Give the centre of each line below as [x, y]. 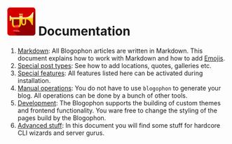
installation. [34, 80]
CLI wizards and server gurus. [61, 133]
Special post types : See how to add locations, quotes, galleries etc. [114, 65]
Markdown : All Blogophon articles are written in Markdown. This [110, 51]
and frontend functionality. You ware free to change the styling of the [117, 110]
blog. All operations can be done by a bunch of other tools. [102, 96]
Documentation [84, 31]
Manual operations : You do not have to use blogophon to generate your [119, 88]
